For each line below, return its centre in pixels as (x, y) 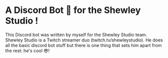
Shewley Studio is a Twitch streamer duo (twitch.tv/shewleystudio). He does (84, 40)
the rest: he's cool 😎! (27, 50)
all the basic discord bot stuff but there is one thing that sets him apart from (83, 45)
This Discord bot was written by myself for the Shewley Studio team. (76, 34)
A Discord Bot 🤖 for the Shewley (73, 10)
